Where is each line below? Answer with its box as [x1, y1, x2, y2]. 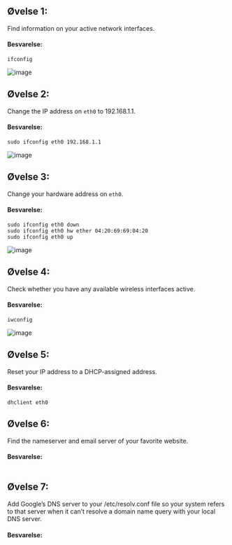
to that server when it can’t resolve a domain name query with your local [7, 507, 216, 516]
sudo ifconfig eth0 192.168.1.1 [7, 139, 101, 146]
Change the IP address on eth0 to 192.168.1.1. [7, 106, 136, 115]
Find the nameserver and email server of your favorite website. [7, 436, 189, 445]
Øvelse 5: [7, 349, 50, 361]
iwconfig [7, 317, 33, 324]
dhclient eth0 [7, 399, 49, 406]
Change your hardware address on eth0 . [7, 189, 124, 198]
